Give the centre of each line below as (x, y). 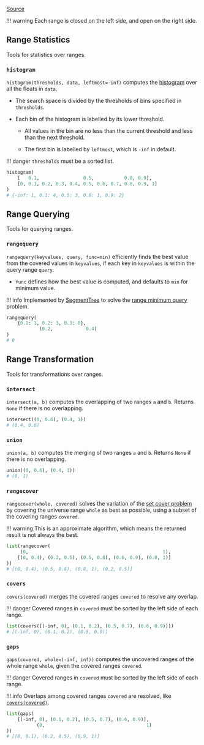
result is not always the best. (43, 535)
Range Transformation (50, 360)
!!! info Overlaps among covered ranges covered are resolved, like (89, 696)
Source (15, 9)
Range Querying (38, 214)
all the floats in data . (32, 89)
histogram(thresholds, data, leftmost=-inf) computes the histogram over (102, 83)
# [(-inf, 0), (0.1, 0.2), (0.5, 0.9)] (57, 632)
